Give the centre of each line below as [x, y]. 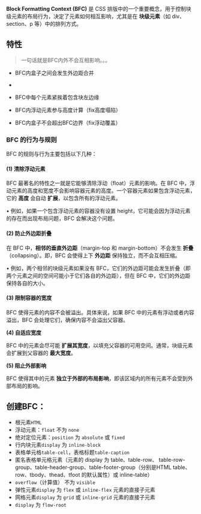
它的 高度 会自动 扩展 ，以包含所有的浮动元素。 [64, 198]
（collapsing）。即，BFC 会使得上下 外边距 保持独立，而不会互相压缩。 [93, 255]
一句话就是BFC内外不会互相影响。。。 [66, 60]
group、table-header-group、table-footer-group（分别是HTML [93, 467]
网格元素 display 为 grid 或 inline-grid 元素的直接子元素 [85, 497]
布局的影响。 [27, 386]
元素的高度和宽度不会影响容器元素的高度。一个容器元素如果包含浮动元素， [103, 191]
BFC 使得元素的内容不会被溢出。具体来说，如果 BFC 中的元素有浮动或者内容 [100, 312]
